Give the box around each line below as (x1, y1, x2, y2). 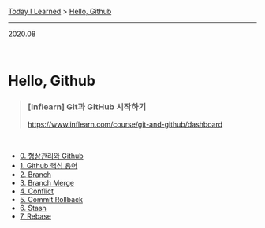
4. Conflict (19, 186, 54, 196)
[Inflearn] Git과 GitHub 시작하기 (27, 101, 147, 112)
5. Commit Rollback (19, 195, 83, 204)
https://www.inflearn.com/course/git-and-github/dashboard (27, 120, 223, 129)
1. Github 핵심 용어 (19, 161, 78, 171)
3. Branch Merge (19, 178, 75, 188)
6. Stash (19, 204, 47, 213)
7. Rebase (19, 211, 52, 221)
